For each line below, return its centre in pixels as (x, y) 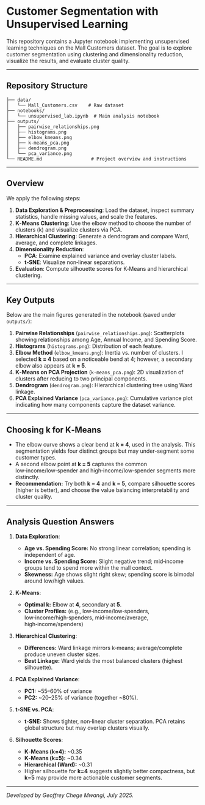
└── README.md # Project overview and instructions (97, 159)
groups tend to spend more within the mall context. (88, 568)
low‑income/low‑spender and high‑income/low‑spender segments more (106, 471)
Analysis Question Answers (60, 522)
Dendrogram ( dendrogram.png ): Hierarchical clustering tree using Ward (104, 385)
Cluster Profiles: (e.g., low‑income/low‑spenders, (87, 611)
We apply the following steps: (44, 198)
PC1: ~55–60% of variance (58, 691)
